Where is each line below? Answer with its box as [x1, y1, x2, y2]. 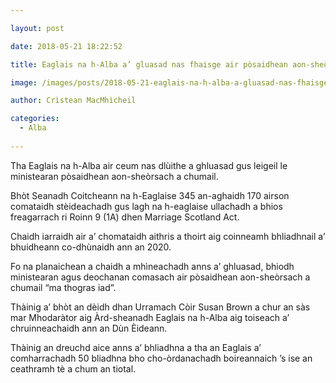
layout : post [10, 23, 65, 33]
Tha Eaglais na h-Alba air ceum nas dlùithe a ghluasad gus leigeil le [10, 159, 288, 171]
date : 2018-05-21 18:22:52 [10, 41, 123, 51]
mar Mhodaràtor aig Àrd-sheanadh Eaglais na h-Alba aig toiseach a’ [10, 311, 290, 323]
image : [10, 77, 38, 88]
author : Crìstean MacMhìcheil [10, 96, 137, 106]
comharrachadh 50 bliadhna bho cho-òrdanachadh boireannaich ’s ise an [10, 352, 313, 364]
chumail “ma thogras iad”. [10, 281, 117, 293]
